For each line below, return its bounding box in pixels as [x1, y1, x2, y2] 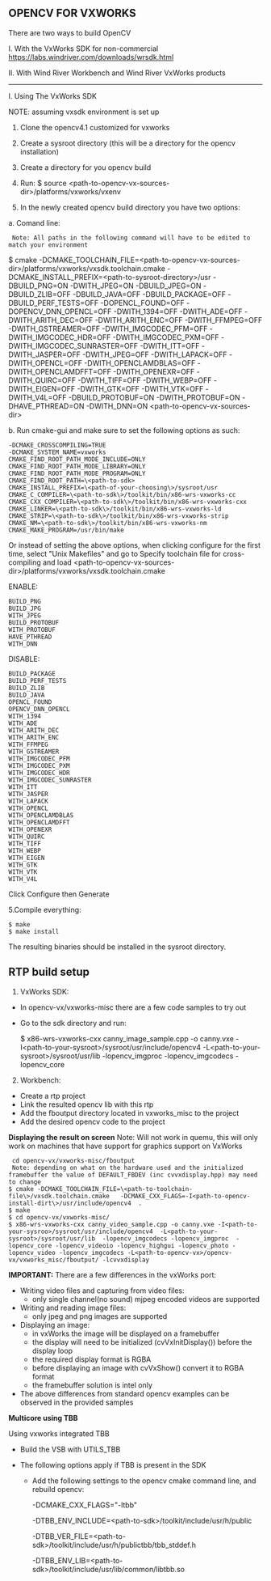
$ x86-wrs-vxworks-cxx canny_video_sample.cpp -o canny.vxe [8, 1220, 215, 1228]
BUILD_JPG [8, 604, 42, 612]
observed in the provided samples [19, 1397, 134, 1407]
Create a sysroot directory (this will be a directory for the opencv [19, 138, 236, 148]
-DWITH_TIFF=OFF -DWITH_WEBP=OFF [77, 375, 212, 385]
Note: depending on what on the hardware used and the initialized [11, 1163, 244, 1172]
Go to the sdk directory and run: [19, 1018, 127, 1028]
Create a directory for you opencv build [19, 162, 152, 172]
